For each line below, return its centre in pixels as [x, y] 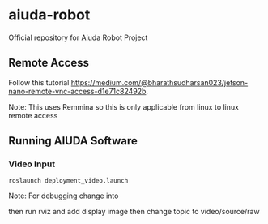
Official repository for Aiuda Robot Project [78, 37]
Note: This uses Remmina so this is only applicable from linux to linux [123, 106]
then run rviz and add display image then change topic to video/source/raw [134, 212]
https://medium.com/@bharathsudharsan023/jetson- [160, 82]
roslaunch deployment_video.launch [68, 181]
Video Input [32, 164]
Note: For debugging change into [64, 196]
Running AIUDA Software [73, 141]
